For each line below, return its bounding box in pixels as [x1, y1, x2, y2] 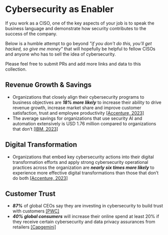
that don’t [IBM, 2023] [12, 126, 59, 132]
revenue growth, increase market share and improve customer [12, 104, 141, 111]
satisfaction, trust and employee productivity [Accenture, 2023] [12, 110, 144, 116]
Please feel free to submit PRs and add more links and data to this [5, 61, 141, 67]
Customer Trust [5, 189, 56, 198]
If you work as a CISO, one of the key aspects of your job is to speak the [5, 20, 154, 26]
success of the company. [5, 31, 58, 37]
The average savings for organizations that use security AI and [12, 115, 142, 121]
